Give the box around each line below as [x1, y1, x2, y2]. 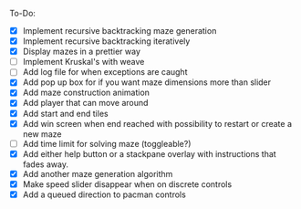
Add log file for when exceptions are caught [22, 67, 188, 78]
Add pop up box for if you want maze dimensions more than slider [22, 77, 272, 88]
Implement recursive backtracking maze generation [22, 26, 217, 36]
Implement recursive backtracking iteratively [22, 36, 191, 47]
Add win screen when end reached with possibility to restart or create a [22, 118, 293, 129]
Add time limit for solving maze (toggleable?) [22, 138, 192, 149]
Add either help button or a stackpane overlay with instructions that [22, 148, 276, 159]
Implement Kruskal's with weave [22, 57, 145, 68]
